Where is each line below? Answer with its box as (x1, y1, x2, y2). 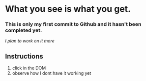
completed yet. (5, 27, 42, 34)
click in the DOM (12, 65, 46, 71)
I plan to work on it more (5, 38, 55, 44)
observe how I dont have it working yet (12, 70, 91, 76)
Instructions (5, 52, 43, 61)
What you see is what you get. (5, 3, 131, 15)
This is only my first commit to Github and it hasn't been (5, 21, 142, 28)
